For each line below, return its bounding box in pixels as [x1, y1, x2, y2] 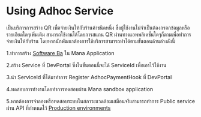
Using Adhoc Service [6, 4, 114, 18]
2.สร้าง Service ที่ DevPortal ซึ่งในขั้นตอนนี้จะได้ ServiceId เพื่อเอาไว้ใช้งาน [6, 61, 167, 68]
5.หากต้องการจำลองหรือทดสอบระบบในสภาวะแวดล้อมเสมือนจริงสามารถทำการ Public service [6, 97, 196, 104]
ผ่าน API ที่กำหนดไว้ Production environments [6, 104, 111, 112]
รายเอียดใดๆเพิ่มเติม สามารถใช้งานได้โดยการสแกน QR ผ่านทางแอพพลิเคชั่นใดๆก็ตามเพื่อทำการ [6, 31, 191, 38]
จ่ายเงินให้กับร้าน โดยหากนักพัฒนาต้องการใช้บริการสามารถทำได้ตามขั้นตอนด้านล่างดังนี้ [6, 37, 176, 44]
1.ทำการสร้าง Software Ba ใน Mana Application [6, 49, 115, 56]
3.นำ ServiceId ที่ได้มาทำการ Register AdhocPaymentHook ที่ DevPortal [6, 73, 172, 80]
